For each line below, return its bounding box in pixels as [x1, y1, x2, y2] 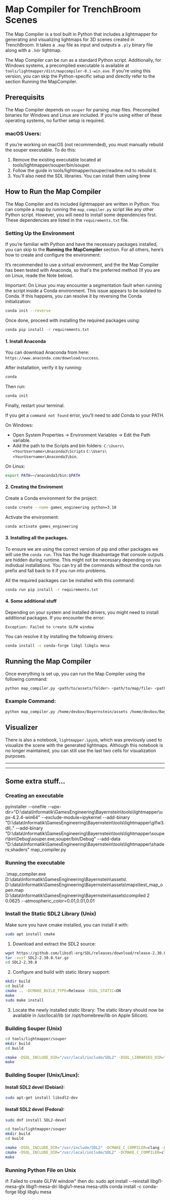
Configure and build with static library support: [12, 969, 110, 975]
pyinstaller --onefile [5, 804, 47, 810]
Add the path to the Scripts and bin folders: [12, 442, 103, 448]
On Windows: [5, 422, 33, 428]
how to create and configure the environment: [5, 252, 101, 258]
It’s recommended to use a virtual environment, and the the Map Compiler [5, 262, 159, 268]
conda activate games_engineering [5, 524, 78, 529]
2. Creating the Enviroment [5, 484, 63, 490]
